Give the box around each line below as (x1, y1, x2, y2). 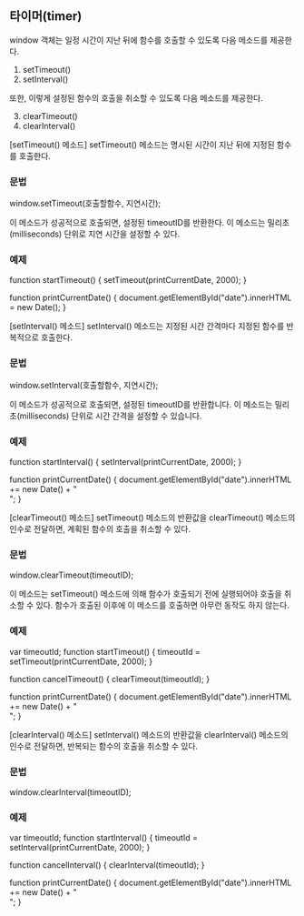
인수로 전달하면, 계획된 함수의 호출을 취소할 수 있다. (9, 524, 191, 534)
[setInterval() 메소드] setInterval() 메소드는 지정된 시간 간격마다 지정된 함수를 (9, 321, 285, 332)
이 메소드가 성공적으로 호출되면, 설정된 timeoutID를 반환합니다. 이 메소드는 (9, 398, 273, 409)
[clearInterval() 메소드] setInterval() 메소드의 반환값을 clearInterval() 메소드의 (9, 729, 289, 740)
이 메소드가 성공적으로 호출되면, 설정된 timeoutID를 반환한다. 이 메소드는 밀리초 (9, 217, 290, 228)
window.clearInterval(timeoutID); (9, 786, 132, 798)
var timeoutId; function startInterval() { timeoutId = (9, 832, 198, 843)
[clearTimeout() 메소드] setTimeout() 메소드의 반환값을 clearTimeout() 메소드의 (9, 512, 296, 523)
